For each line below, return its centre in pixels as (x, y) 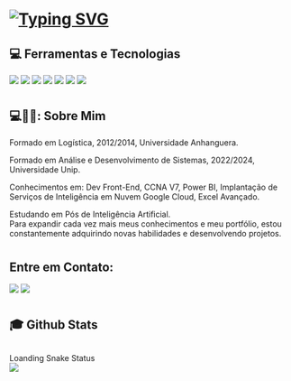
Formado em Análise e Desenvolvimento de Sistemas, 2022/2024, (132, 160)
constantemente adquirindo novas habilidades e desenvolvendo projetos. (145, 233)
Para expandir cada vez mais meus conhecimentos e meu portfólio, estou (145, 223)
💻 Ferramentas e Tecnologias (95, 54)
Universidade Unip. (45, 169)
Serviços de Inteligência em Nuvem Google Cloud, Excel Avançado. (135, 196)
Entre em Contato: (62, 267)
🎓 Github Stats (54, 325)
